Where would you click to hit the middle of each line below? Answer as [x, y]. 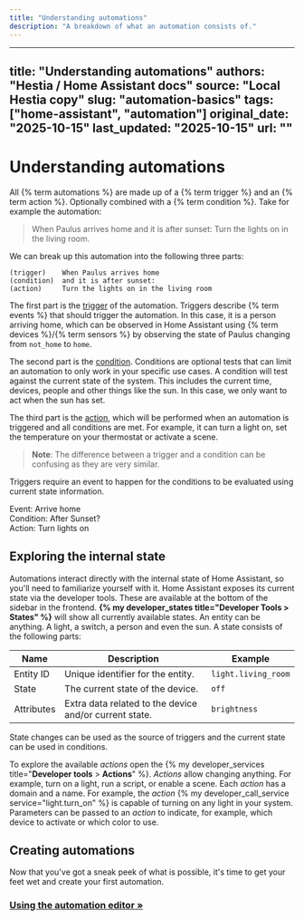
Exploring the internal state [87, 557]
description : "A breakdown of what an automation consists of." [133, 26]
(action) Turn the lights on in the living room [111, 288]
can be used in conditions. [59, 746]
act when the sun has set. [57, 400]
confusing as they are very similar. [95, 464]
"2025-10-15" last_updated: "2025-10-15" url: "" [151, 128]
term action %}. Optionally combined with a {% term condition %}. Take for [149, 201]
